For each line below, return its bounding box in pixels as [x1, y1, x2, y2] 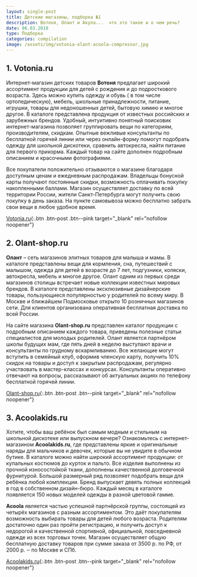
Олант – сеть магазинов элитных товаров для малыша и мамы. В [6, 254, 171, 261]
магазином [6, 441, 34, 448]
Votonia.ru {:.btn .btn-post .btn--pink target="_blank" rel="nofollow [6, 215, 168, 222]
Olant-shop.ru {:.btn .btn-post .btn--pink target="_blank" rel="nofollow [6, 389, 176, 396]
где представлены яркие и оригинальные [73, 441, 178, 448]
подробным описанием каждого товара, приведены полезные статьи [6, 328, 182, 335]
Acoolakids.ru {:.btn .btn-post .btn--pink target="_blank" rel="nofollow [6, 558, 176, 565]
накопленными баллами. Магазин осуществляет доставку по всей [6, 184, 174, 192]
